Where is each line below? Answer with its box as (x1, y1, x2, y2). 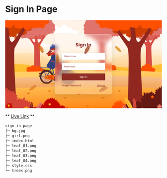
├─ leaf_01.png (5, 143, 37, 148)
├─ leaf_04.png (5, 158, 37, 163)
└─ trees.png (5, 168, 32, 173)
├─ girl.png (5, 133, 30, 138)
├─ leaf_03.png (5, 153, 37, 158)
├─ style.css (5, 163, 32, 168)
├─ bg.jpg (5, 128, 26, 133)
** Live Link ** (5, 113, 35, 119)
